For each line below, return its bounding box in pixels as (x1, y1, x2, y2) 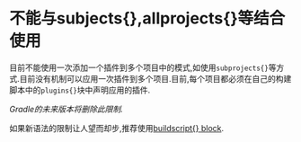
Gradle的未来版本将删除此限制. (9, 103, 124, 114)
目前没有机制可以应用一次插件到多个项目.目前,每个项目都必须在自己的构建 (19, 73, 292, 84)
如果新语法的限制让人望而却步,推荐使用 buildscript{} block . (9, 122, 225, 133)
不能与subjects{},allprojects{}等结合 (9, 8, 286, 29)
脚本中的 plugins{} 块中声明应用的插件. (9, 84, 151, 95)
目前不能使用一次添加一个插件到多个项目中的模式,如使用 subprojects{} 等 (9, 62, 277, 73)
